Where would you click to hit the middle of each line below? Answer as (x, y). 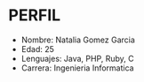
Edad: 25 (38, 48)
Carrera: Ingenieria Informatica (77, 68)
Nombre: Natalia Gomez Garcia (78, 40)
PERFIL (35, 15)
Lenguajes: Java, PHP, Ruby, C (77, 58)
